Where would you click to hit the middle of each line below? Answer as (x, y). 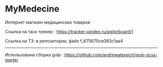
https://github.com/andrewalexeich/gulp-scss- (111, 54)
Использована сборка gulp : (34, 54)
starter (12, 60)
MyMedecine (32, 9)
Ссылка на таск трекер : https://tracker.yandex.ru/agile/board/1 (69, 31)
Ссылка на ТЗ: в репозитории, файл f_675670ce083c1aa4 (64, 41)
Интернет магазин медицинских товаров (48, 22)
